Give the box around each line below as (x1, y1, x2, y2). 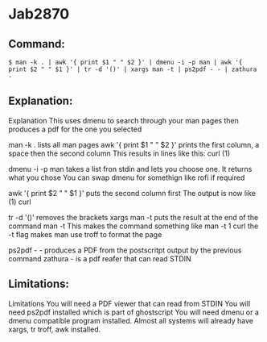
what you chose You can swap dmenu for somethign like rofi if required (8, 173, 245, 182)
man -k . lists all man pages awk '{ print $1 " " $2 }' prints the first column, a (8, 140, 260, 149)
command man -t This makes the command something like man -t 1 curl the (8, 221, 259, 231)
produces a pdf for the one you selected (8, 124, 142, 134)
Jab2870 (8, 5, 70, 23)
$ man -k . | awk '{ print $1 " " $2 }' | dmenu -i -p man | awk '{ (8, 58, 243, 66)
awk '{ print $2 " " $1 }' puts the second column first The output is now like (8, 188, 256, 198)
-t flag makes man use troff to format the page (8, 229, 162, 239)
